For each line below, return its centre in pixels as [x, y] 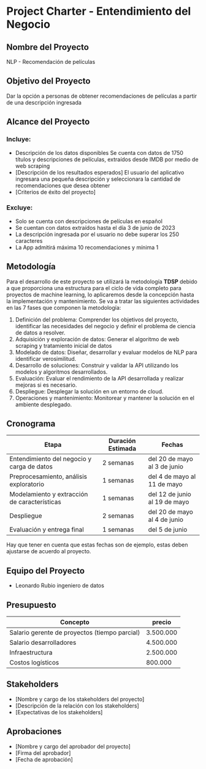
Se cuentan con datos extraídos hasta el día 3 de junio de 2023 [95, 227]
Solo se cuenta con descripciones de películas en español [89, 221]
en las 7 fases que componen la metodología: [64, 307]
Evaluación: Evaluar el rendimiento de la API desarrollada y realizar [99, 378]
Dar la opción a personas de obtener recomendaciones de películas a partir [102, 96]
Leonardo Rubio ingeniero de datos [59, 586]
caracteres [29, 240]
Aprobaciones [34, 732]
